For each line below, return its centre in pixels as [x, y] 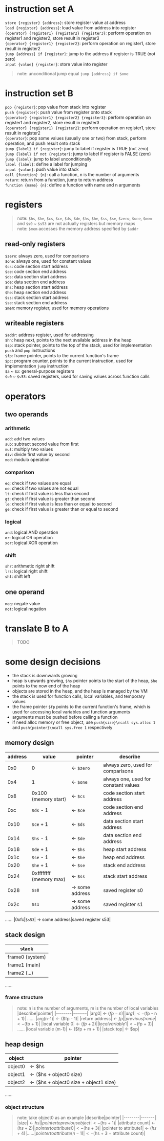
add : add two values [25, 439]
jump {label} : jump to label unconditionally [48, 159]
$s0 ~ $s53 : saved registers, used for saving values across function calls [77, 377]
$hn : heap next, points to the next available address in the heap [68, 340]
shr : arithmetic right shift [30, 566]
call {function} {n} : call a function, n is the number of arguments [72, 174]
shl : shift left [18, 576]
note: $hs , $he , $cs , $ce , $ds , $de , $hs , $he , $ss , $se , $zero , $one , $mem [84, 218]
